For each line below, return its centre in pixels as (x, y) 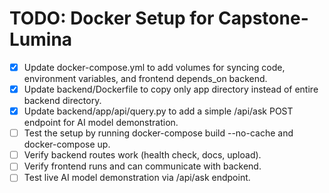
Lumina (41, 39)
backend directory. (62, 101)
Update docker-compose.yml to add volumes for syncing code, (154, 67)
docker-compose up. (67, 144)
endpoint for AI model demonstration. (101, 123)
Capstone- (263, 18)
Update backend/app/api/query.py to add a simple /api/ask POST (158, 111)
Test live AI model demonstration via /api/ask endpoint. (137, 178)
